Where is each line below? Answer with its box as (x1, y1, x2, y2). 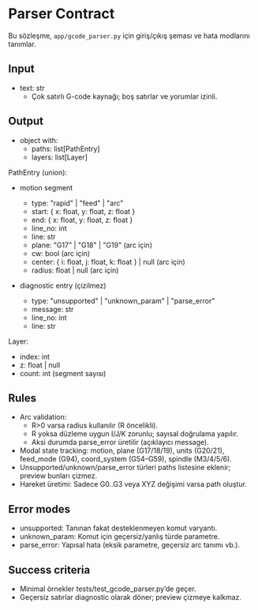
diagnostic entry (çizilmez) (19, 281, 107, 290)
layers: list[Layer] (31, 152, 88, 162)
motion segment (19, 183, 73, 192)
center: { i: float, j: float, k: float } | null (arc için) (31, 257, 185, 266)
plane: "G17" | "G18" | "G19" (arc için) (31, 240, 152, 250)
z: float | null (19, 360, 61, 370)
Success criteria (8, 563, 91, 577)
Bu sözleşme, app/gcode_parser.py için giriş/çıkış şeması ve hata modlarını (8, 31, 250, 40)
